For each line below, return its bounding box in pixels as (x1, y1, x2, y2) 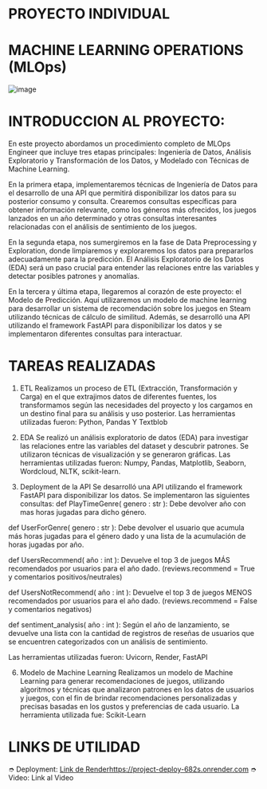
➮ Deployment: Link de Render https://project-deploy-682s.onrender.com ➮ (8, 764, 257, 774)
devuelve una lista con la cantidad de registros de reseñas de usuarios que (8, 629, 255, 638)
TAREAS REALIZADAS (8, 357, 156, 375)
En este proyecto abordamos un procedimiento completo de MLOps (8, 139, 231, 148)
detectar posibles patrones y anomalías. (8, 272, 140, 281)
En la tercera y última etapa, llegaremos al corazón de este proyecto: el (8, 287, 241, 296)
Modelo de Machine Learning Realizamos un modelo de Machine (19, 668, 234, 677)
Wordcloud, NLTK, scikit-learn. (19, 467, 121, 476)
